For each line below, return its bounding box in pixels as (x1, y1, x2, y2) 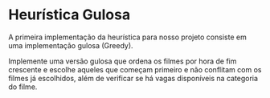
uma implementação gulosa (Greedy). (8, 40, 134, 50)
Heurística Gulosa (8, 6, 131, 24)
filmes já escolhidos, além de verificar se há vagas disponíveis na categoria (8, 73, 259, 83)
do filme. (8, 82, 38, 92)
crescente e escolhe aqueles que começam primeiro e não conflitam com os (8, 64, 262, 74)
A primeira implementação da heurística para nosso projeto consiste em (8, 32, 247, 42)
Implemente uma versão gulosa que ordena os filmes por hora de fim (8, 56, 237, 66)
